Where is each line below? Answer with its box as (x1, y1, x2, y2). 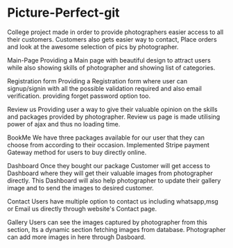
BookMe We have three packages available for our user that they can (7, 133, 205, 142)
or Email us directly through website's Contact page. (7, 204, 157, 213)
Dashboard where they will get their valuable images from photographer (7, 169, 213, 177)
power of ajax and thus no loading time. (7, 119, 121, 128)
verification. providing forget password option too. (7, 92, 151, 100)
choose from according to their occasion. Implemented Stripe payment (7, 140, 210, 149)
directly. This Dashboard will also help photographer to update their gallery (7, 176, 221, 185)
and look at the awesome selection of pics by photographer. (7, 42, 179, 51)
